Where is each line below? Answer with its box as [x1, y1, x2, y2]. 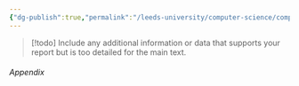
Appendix [9, 67, 44, 78]
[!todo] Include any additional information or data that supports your [30, 37, 280, 48]
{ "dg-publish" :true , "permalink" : [9, 12, 133, 22]
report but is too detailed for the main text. [30, 46, 187, 58]
